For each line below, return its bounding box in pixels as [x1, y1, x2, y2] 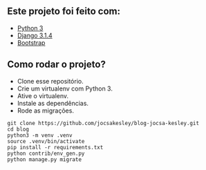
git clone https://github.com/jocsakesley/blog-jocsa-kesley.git [7, 120, 199, 126]
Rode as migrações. [17, 106, 75, 115]
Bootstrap [17, 38, 46, 47]
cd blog [7, 126, 30, 133]
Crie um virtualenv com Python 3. [17, 84, 113, 93]
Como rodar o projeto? [7, 59, 106, 70]
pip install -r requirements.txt [7, 144, 104, 151]
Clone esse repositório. [17, 77, 84, 85]
